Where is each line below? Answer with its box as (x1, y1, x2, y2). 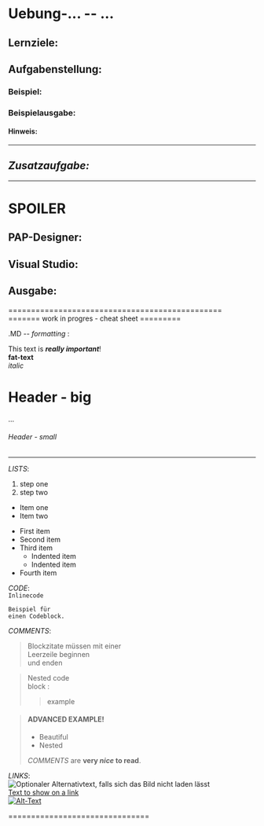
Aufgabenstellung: (8, 62, 102, 75)
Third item (19, 543, 53, 553)
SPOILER (8, 200, 67, 218)
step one (19, 479, 49, 488)
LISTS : (8, 464, 30, 473)
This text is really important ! (8, 343, 102, 354)
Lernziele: (8, 36, 59, 50)
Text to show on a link (8, 787, 79, 797)
